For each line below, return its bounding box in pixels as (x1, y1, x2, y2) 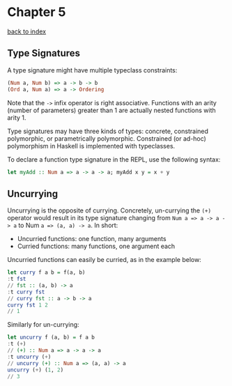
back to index (7, 27, 47, 36)
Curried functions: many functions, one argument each (17, 242, 176, 251)
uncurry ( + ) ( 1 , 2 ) (7, 366, 64, 373)
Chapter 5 (7, 4, 66, 20)
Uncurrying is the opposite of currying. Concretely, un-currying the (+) (7, 206, 211, 215)
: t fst (7, 276, 26, 283)
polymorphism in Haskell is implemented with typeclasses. (7, 141, 176, 150)
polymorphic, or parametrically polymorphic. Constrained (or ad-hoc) (7, 134, 207, 143)
